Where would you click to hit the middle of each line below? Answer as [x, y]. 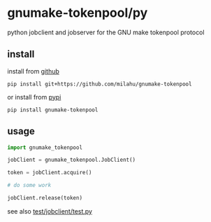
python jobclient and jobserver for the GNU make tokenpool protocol [106, 32]
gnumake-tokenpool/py [78, 13]
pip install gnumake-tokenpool [53, 110]
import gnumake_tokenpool [45, 147]
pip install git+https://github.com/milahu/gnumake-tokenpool [100, 84]
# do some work [29, 186]
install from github [33, 71]
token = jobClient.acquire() [50, 173]
